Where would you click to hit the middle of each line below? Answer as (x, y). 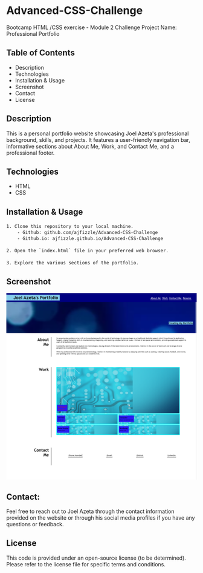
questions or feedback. (35, 524)
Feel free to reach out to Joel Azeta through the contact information (90, 511)
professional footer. (31, 153)
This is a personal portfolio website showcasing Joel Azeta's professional (98, 133)
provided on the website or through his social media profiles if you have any (101, 518)
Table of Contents (41, 53)
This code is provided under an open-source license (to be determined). (96, 558)
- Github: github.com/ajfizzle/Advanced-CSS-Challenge (88, 233)
